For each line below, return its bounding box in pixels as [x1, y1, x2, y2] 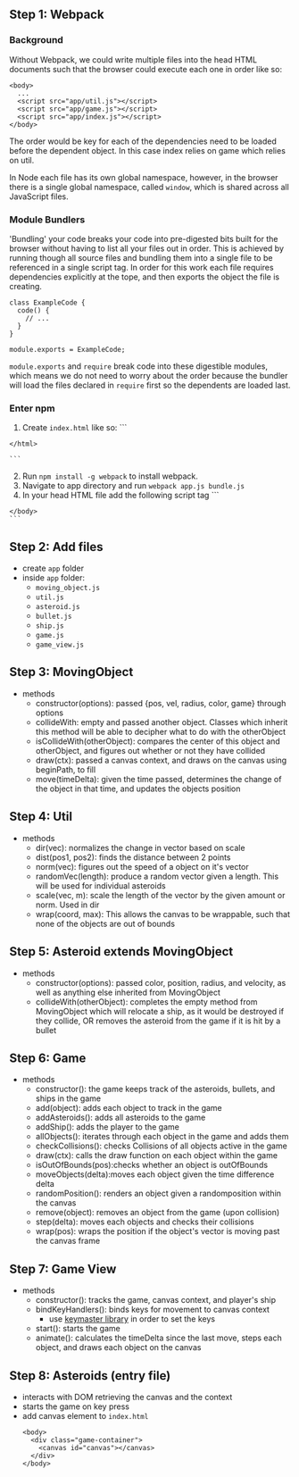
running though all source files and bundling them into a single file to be [9, 252, 273, 263]
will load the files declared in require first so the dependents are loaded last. [9, 380, 291, 390]
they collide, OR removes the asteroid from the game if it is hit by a [35, 1015, 281, 1026]
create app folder [21, 563, 85, 574]
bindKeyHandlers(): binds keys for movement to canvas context [35, 1304, 270, 1315]
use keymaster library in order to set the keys [48, 1314, 216, 1324]
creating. [9, 280, 43, 291]
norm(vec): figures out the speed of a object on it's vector [35, 861, 250, 872]
